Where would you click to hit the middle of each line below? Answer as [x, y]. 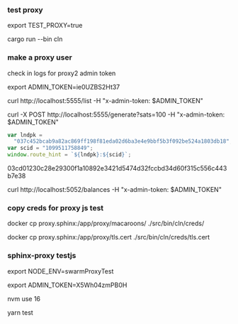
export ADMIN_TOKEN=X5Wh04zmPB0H [67, 285]
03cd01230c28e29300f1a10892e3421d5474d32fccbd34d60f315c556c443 [117, 168]
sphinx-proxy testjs [42, 256]
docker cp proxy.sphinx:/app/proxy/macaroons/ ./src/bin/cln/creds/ [106, 223]
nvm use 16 [24, 298]
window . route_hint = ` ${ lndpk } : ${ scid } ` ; [69, 155]
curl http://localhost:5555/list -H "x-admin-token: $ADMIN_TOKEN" [106, 100]
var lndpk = [25, 135]
